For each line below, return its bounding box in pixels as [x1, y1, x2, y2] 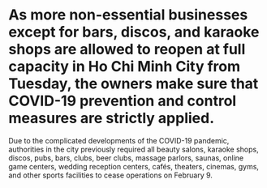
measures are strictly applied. [8, 109, 215, 127]
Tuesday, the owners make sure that [8, 75, 259, 93]
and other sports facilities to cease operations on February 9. [8, 170, 213, 180]
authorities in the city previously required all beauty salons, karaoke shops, [8, 144, 260, 154]
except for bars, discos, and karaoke [8, 23, 260, 41]
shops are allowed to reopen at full [8, 41, 246, 58]
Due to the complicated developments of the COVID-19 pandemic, [8, 135, 230, 145]
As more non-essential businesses [8, 6, 248, 24]
